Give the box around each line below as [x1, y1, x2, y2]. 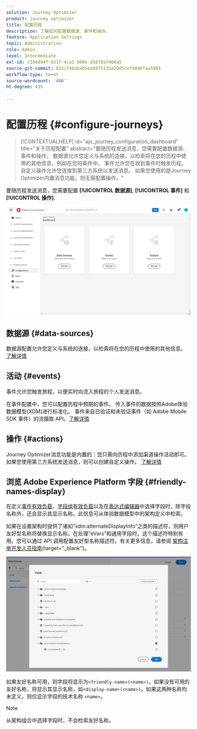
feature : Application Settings [6, 34, 83, 41]
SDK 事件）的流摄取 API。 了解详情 [6, 415, 90, 422]
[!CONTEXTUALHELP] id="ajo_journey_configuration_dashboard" [20, 138, 179, 145]
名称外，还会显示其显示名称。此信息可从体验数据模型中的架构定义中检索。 [6, 510, 186, 517]
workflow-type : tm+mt [6, 71, 59, 78]
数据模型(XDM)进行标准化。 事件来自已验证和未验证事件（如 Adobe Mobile [6, 408, 187, 415]
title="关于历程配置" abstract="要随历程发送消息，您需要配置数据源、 [20, 145, 189, 152]
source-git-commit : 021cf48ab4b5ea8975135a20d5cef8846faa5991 [6, 65, 161, 71]
